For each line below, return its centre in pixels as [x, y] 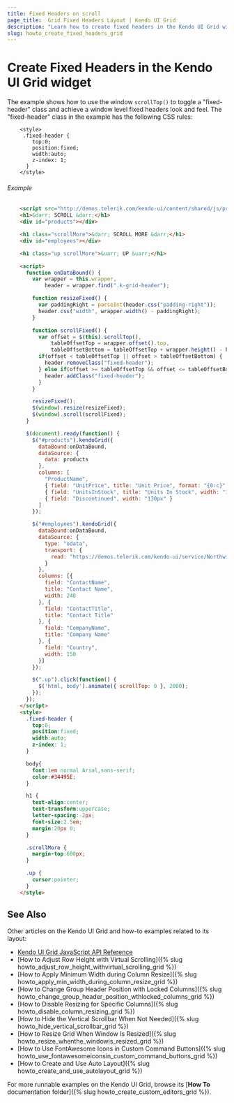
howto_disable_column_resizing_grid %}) [76, 1011]
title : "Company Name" [77, 635]
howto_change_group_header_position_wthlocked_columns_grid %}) [116, 997]
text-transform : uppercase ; [71, 809]
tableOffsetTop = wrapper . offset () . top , [110, 343]
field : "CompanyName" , [77, 628]
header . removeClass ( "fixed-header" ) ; [99, 363]
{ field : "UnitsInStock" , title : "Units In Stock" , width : [132, 492]
